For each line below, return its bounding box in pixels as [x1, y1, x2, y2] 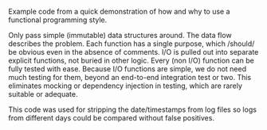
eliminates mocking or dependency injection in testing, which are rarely [8, 81, 243, 90]
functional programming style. [8, 15, 108, 25]
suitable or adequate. [8, 90, 78, 98]
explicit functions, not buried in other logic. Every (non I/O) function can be [8, 55, 255, 65]
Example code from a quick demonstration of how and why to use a [8, 7, 230, 16]
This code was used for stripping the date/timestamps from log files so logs [8, 105, 257, 114]
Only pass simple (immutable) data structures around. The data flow [8, 31, 233, 40]
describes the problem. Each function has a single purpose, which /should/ [8, 39, 255, 48]
